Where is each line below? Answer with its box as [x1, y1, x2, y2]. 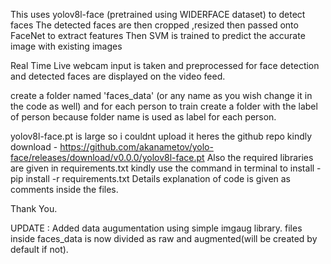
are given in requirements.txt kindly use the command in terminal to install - [10, 162, 322, 174]
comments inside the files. [10, 184, 119, 195]
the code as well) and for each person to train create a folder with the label [10, 100, 318, 112]
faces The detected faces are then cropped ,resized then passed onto [10, 19, 299, 31]
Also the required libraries [206, 152, 314, 163]
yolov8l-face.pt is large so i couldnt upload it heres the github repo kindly [10, 130, 313, 142]
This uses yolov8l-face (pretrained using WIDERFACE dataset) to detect [10, 9, 306, 20]
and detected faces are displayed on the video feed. [10, 70, 226, 82]
